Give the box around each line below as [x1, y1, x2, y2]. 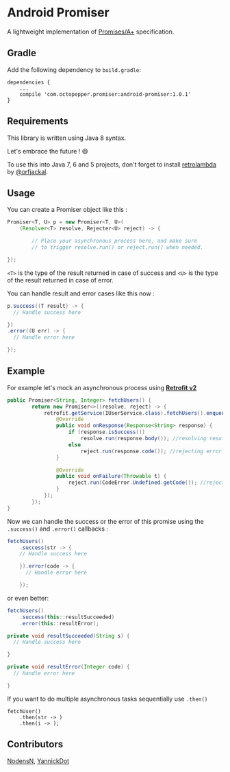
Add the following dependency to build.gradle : [7, 65, 142, 73]
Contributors [7, 738, 64, 750]
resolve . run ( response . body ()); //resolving [80, 435, 207, 442]
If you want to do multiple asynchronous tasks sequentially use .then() [7, 695, 208, 703]
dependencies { [7, 79, 51, 86]
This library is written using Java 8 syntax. [7, 134, 127, 142]
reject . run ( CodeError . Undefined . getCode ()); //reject [68, 479, 225, 486]
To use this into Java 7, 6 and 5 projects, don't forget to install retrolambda [7, 160, 217, 169]
